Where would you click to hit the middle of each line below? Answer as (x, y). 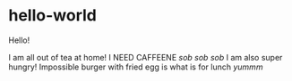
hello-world (53, 16)
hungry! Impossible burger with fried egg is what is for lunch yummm (136, 67)
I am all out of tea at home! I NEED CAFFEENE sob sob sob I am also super (146, 57)
